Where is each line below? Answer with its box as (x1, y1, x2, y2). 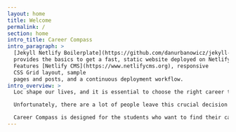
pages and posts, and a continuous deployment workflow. (13, 75, 184, 83)
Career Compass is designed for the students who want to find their (13, 114, 221, 121)
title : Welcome (7, 17, 52, 24)
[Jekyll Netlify (13, 50, 61, 57)
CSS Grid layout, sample (13, 69, 86, 76)
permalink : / (7, 23, 46, 30)
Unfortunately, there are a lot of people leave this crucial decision (13, 101, 228, 109)
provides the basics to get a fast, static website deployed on (13, 56, 206, 63)
